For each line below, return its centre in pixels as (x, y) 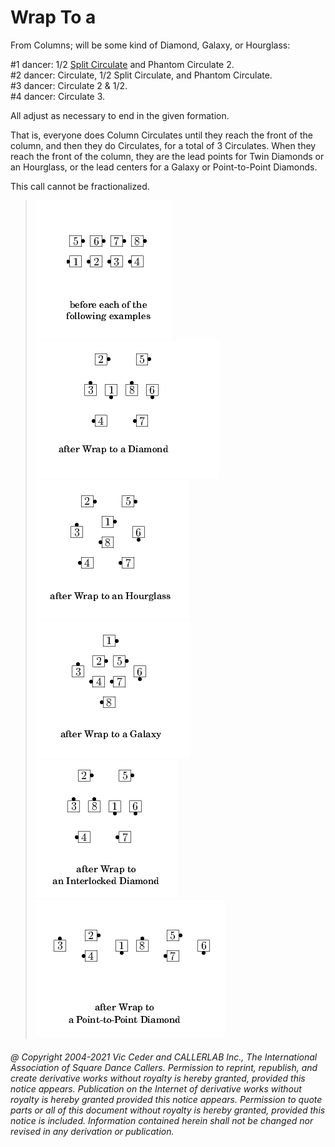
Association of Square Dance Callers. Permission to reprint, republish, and (164, 1067)
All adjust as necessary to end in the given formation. (120, 115)
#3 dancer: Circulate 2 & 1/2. (69, 85)
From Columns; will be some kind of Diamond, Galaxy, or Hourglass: (150, 45)
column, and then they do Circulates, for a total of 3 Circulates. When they (163, 145)
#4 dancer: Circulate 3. (58, 96)
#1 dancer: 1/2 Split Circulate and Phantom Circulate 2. (122, 64)
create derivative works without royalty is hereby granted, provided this (158, 1078)
